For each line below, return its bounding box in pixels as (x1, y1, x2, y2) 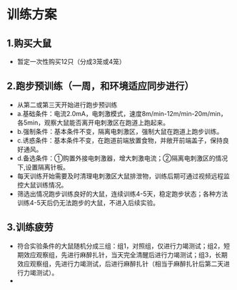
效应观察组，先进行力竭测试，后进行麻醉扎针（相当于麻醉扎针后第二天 (16, 259, 224, 268)
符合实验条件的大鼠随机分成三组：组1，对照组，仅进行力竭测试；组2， (16, 242, 224, 250)
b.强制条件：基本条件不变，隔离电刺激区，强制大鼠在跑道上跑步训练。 (16, 127, 223, 135)
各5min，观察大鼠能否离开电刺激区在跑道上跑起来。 (16, 118, 170, 127)
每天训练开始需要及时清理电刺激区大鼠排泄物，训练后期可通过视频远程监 (16, 172, 230, 180)
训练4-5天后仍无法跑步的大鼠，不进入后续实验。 (16, 198, 160, 207)
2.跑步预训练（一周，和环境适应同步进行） (6, 80, 194, 93)
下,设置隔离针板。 (16, 162, 69, 171)
